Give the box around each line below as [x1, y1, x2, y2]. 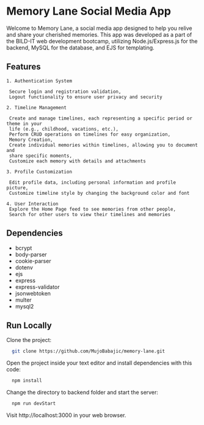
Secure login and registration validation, [9, 89, 122, 95]
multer [15, 296, 32, 303]
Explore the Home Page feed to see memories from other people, [9, 206, 176, 212]
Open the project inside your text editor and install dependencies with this [6, 359, 192, 367]
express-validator [15, 283, 60, 291]
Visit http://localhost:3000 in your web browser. [6, 412, 126, 419]
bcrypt [15, 244, 32, 252]
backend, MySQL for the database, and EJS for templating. [6, 44, 155, 51]
